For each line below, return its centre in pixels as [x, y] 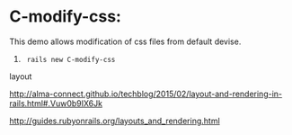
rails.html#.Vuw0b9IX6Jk [56, 103]
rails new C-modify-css [71, 59]
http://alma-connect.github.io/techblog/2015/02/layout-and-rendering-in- [146, 94]
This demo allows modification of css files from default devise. [125, 41]
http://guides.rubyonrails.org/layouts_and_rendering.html [115, 121]
